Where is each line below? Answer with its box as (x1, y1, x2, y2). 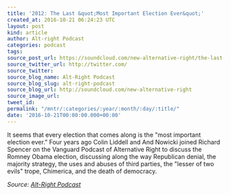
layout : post (7, 23, 45, 29)
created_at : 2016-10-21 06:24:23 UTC (7, 16, 115, 23)
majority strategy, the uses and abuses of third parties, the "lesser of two (7, 159, 214, 168)
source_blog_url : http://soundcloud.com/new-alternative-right (7, 86, 192, 93)
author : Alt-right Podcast (7, 36, 85, 42)
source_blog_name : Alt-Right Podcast (7, 73, 115, 81)
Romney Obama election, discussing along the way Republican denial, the (7, 152, 217, 161)
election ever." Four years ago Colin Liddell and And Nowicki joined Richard (7, 138, 221, 146)
